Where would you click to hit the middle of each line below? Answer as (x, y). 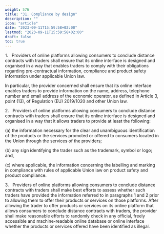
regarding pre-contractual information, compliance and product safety (76, 71)
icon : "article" (21, 23)
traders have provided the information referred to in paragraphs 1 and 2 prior (82, 195)
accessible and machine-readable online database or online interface (75, 221)
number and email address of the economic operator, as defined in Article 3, (82, 96)
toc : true (15, 42)
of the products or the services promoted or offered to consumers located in (82, 135)
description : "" (21, 19)
